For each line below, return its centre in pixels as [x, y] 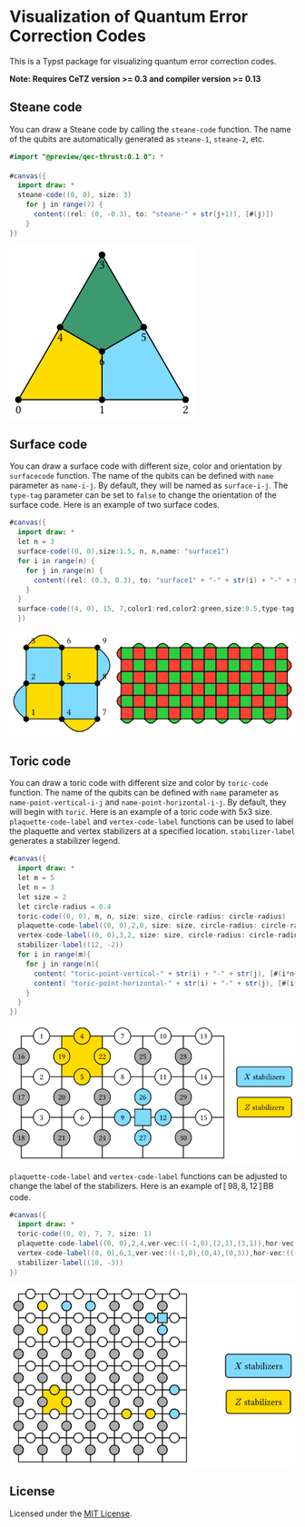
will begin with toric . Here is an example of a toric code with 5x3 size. [141, 812]
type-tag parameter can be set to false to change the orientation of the [143, 495]
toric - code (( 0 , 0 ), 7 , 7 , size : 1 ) [85, 1234]
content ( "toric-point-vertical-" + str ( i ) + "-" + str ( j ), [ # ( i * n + [166, 974]
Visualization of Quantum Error [128, 17]
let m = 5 [36, 878]
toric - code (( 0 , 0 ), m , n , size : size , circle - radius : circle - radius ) [152, 916]
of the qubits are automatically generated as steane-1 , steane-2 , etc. [137, 139]
